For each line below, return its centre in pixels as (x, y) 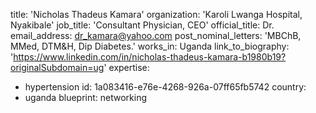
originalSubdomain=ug (57, 67)
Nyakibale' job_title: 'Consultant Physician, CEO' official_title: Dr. (142, 25)
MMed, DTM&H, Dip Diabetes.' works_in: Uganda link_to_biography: (150, 46)
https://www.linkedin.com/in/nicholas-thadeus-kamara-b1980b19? (150, 57)
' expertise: (126, 67)
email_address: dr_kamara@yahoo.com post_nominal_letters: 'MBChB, (156, 35)
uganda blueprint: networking (85, 97)
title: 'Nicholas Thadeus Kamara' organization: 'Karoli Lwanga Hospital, (156, 14)
